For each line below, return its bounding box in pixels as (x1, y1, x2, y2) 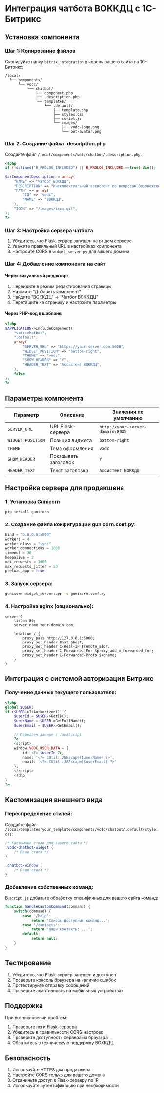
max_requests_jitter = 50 (5, 564, 58, 569)
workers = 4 (5, 537, 29, 542)
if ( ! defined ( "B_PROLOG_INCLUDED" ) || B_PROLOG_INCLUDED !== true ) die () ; (5, 166, 156, 170)
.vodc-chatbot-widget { (5, 845, 54, 850)
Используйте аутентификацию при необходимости (12, 1083, 119, 1089)
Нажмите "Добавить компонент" (12, 289, 82, 295)
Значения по (112, 408, 144, 415)
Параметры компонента (5, 394, 84, 402)
